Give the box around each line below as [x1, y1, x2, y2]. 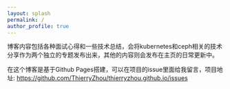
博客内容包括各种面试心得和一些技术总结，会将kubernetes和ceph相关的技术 [7, 42, 222, 51]
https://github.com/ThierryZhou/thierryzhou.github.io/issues [16, 74, 188, 82]
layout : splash [7, 10, 51, 17]
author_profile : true [7, 23, 70, 29]
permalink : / [7, 16, 45, 23]
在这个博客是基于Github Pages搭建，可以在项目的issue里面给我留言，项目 [7, 66, 218, 74]
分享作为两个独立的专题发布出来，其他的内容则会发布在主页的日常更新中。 [7, 51, 218, 59]
